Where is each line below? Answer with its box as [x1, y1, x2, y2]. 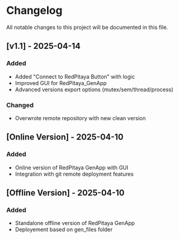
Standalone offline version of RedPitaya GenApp [14, 220, 135, 227]
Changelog [6, 4, 63, 18]
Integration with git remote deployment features [14, 170, 134, 177]
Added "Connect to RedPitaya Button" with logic [14, 73, 136, 80]
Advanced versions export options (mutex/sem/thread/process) [14, 86, 174, 93]
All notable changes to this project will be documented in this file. [6, 24, 169, 31]
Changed [6, 101, 34, 109]
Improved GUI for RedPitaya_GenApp [14, 79, 107, 86]
